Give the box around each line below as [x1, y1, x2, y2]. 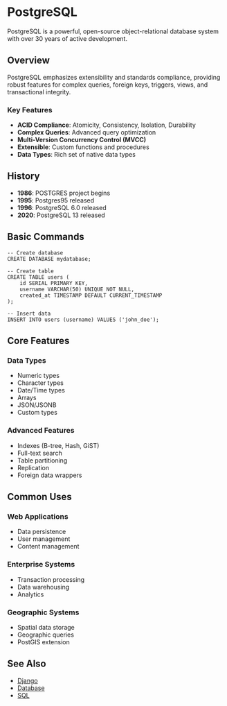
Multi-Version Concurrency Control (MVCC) [17, 136, 147, 144]
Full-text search [17, 449, 62, 457]
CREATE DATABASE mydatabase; [7, 255, 91, 262]
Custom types [17, 408, 57, 417]
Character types [17, 379, 64, 387]
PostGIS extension [17, 637, 71, 646]
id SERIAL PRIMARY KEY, [19, 279, 89, 286]
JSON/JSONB [17, 401, 57, 409]
